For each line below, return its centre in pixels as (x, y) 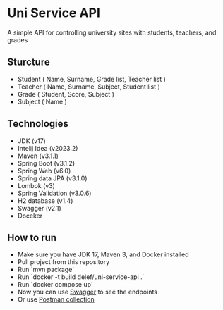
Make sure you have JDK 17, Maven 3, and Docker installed (103, 254)
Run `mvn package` (46, 270)
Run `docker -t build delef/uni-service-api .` (81, 277)
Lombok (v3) (36, 185)
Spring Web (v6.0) (44, 170)
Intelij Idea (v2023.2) (48, 148)
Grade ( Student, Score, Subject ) (66, 94)
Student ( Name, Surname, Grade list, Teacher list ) (91, 79)
